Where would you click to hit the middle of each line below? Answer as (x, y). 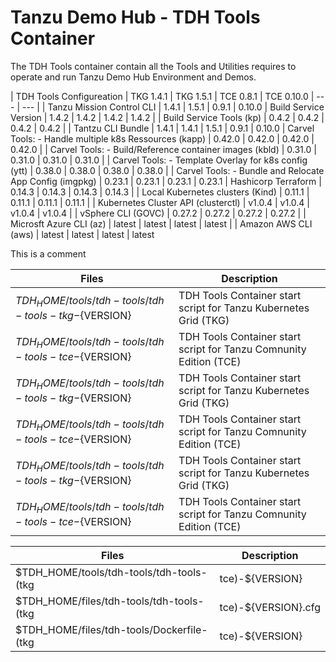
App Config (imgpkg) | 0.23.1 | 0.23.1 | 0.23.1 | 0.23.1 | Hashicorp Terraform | (166, 181)
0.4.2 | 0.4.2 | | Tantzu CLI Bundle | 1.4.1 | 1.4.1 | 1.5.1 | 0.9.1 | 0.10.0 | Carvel (162, 128)
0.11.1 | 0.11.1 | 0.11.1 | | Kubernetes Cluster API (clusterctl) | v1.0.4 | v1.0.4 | (160, 202)
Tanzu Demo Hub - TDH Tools (135, 17)
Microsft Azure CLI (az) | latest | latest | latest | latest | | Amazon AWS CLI (161, 223)
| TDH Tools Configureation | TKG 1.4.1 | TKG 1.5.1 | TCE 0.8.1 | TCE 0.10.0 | (162, 96)
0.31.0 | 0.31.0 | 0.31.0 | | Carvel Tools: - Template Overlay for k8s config (159, 160)
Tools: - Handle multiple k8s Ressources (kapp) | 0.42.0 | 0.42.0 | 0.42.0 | (162, 138)
